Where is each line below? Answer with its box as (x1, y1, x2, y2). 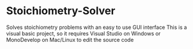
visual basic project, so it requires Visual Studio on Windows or (6, 30, 161, 37)
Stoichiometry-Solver (6, 4, 116, 18)
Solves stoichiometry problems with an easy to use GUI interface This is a (6, 24, 188, 31)
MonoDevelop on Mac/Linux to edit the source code (6, 36, 134, 43)
